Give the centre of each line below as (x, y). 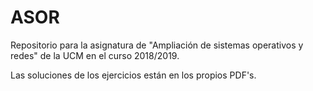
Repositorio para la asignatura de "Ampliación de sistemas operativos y (157, 45)
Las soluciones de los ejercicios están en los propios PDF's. (133, 75)
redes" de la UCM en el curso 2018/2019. (95, 55)
